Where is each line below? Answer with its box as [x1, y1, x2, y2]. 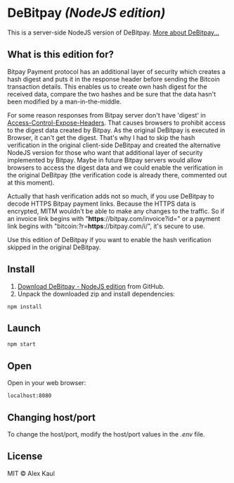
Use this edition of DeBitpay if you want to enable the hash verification [7, 235, 212, 244]
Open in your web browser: [7, 379, 86, 387]
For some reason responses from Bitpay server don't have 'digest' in [7, 111, 206, 119]
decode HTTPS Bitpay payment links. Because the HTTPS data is [7, 199, 197, 208]
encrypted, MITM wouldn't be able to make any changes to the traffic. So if [7, 206, 225, 215]
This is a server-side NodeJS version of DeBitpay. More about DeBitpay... [7, 28, 220, 37]
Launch [7, 322, 41, 334]
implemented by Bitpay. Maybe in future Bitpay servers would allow [7, 156, 202, 164]
